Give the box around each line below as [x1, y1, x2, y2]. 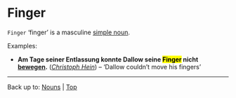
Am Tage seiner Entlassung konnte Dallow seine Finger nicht [17, 55, 199, 64]
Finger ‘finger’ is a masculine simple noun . [7, 28, 131, 36]
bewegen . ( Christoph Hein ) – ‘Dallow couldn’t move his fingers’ [17, 62, 202, 71]
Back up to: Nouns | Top [7, 83, 77, 91]
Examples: [7, 41, 37, 50]
